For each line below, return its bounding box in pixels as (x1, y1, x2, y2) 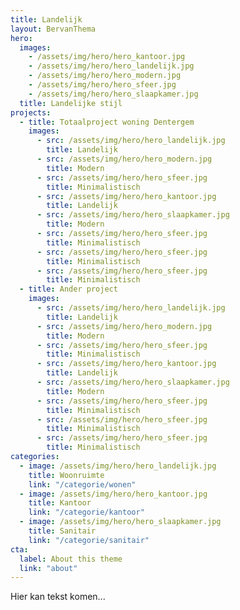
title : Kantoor (28, 498, 92, 508)
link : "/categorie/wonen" (28, 479, 137, 490)
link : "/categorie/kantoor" (28, 507, 145, 518)
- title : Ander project (19, 284, 118, 295)
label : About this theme (19, 554, 123, 564)
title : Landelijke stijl (19, 98, 123, 108)
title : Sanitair (28, 526, 97, 536)
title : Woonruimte (28, 470, 105, 480)
